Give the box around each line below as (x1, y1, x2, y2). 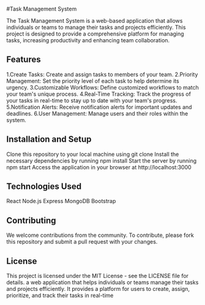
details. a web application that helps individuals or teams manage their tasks (6, 279, 199, 286)
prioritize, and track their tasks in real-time (6, 291, 114, 299)
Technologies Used (6, 181, 81, 192)
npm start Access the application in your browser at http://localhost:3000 (6, 163, 192, 171)
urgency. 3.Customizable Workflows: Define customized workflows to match (6, 83, 199, 91)
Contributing (6, 215, 56, 226)
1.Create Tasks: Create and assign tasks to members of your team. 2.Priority (6, 71, 198, 78)
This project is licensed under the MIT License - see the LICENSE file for (6, 272, 188, 280)
